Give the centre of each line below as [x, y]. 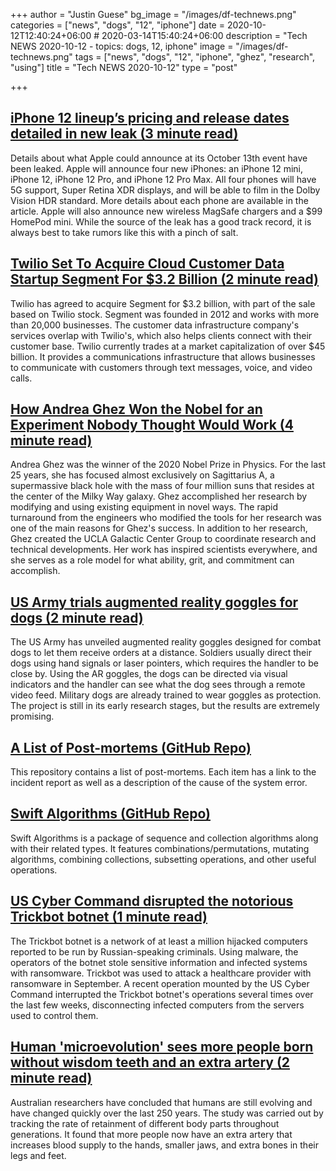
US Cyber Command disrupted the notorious [152, 901]
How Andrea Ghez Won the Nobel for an [136, 409]
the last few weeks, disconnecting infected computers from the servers [157, 1005]
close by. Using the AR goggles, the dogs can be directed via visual [149, 674]
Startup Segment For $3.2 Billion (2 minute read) [164, 279]
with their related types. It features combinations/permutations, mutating [160, 848]
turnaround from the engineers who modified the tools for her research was [166, 518]
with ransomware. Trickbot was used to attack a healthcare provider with [161, 973]
